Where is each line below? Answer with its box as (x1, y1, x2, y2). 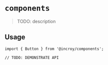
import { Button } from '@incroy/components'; (5, 46, 104, 51)
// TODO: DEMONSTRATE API (5, 55, 59, 60)
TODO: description (17, 18, 56, 24)
